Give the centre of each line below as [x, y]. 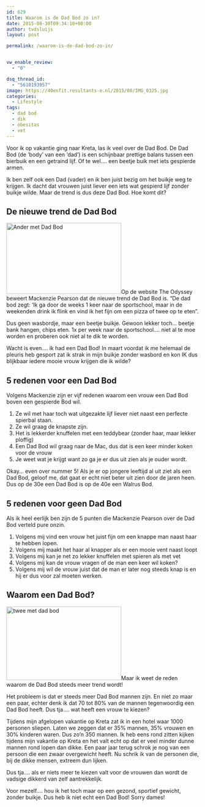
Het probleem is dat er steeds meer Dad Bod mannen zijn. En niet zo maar [99, 696]
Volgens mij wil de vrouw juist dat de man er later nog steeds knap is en [106, 569]
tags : [13, 108]
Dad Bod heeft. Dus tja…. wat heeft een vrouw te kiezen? [78, 709]
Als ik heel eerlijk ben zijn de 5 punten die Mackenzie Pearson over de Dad [100, 518]
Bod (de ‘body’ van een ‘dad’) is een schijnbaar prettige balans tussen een [100, 155]
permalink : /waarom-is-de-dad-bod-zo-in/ [60, 46]
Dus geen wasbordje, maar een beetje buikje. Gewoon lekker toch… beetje [100, 323]
